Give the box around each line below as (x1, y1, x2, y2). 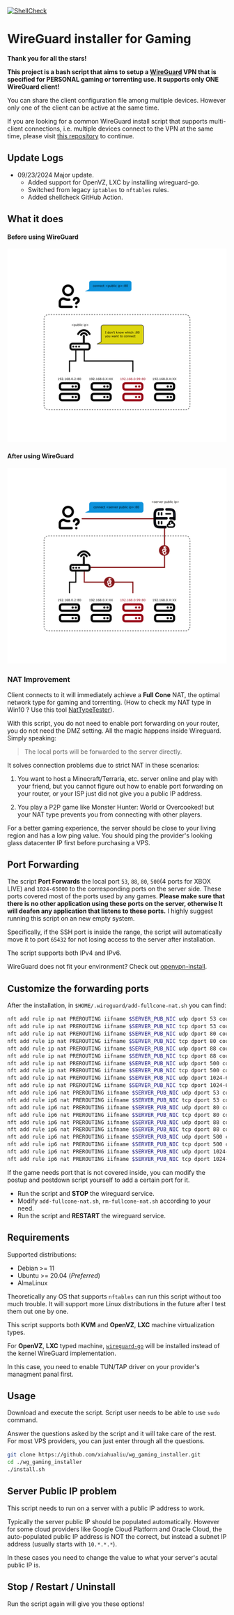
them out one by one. (7, 1307, 69, 1315)
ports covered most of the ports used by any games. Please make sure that (7, 892, 225, 900)
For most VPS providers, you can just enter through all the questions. (7, 1437, 205, 1445)
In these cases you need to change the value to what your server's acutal (7, 1553, 218, 1561)
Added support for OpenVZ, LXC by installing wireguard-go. (27, 178, 200, 187)
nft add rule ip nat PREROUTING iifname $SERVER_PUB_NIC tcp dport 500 (7, 1067, 219, 1074)
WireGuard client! (7, 82, 60, 91)
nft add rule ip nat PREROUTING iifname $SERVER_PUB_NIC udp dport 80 (7, 1030, 217, 1037)
